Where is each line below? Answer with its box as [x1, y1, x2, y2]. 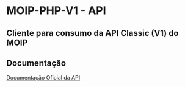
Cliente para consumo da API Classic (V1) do [6, 28, 179, 38]
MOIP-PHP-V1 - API [6, 4, 106, 18]
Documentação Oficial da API [6, 74, 81, 82]
